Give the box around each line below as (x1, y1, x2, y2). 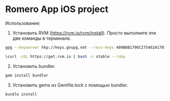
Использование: (5, 20, 40, 26)
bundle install (5, 91, 37, 96)
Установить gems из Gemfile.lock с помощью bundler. (12, 82, 128, 88)
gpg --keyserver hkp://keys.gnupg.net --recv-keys (5, 45, 114, 50)
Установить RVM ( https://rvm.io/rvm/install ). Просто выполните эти (12, 30, 156, 36)
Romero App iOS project (5, 4, 109, 15)
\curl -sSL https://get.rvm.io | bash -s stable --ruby (5, 54, 125, 59)
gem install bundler (5, 73, 49, 78)
